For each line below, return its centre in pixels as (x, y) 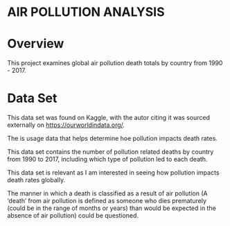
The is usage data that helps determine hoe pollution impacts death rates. (113, 139)
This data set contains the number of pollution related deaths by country (110, 152)
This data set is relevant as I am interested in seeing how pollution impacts (113, 173)
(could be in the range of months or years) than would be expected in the (112, 208)
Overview (36, 44)
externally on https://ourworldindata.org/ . (66, 125)
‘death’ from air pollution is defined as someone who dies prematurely (107, 201)
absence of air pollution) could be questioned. (73, 216)
